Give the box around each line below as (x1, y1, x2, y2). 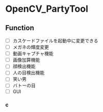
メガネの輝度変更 (12, 44, 49, 50)
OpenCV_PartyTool (5, 3, 89, 15)
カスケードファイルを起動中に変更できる (12, 38, 98, 43)
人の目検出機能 (12, 70, 45, 76)
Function (5, 24, 34, 32)
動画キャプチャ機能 (12, 51, 54, 57)
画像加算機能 (12, 57, 40, 63)
